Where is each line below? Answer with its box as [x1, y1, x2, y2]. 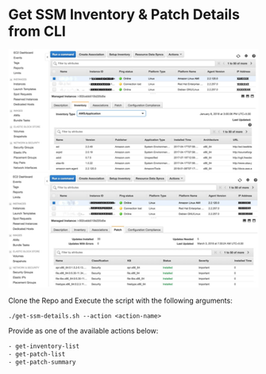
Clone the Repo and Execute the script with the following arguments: [8, 296, 233, 306]
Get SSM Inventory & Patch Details [8, 6, 241, 24]
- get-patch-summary [8, 358, 77, 366]
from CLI [8, 22, 66, 40]
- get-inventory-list [8, 342, 80, 350]
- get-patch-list [8, 350, 66, 358]
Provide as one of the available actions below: [8, 326, 159, 336]
